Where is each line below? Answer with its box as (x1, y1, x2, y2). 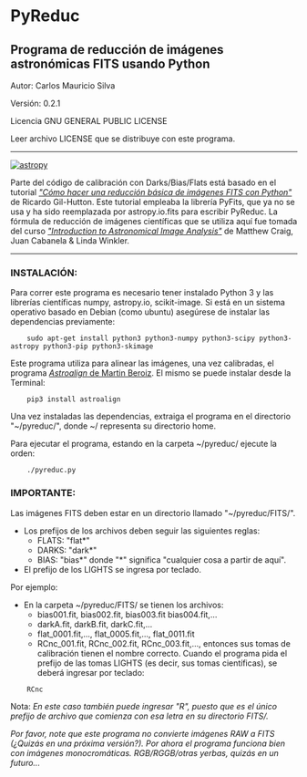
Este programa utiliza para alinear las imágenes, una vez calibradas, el (10, 357, 274, 369)
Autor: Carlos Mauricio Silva (10, 80, 116, 91)
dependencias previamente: (10, 316, 116, 327)
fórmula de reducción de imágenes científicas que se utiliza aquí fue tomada (10, 216, 298, 226)
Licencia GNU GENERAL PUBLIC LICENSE (10, 116, 168, 126)
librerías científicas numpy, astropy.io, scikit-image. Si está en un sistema (10, 297, 286, 308)
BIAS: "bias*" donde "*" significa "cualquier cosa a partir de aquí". (36, 554, 287, 565)
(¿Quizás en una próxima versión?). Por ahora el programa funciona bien (10, 738, 286, 749)
